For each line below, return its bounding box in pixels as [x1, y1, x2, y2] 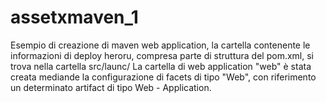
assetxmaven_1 [10, 6, 139, 29]
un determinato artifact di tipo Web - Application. [10, 81, 212, 93]
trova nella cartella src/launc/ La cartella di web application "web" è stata [10, 60, 312, 72]
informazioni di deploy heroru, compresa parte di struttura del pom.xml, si [10, 49, 314, 61]
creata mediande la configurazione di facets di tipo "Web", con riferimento [10, 71, 317, 83]
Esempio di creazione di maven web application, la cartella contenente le [10, 39, 311, 51]
